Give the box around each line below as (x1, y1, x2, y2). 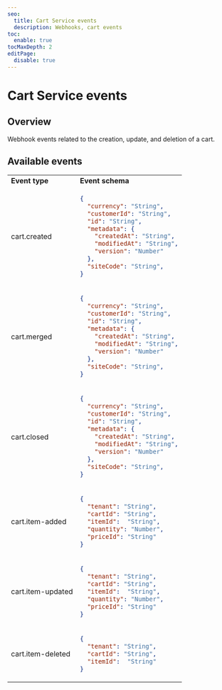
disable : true (14, 57, 55, 64)
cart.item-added (11, 517, 67, 527)
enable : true (14, 37, 53, 44)
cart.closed (11, 432, 49, 442)
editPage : (7, 51, 37, 58)
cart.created (11, 231, 52, 241)
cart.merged (11, 331, 53, 341)
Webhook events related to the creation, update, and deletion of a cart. (7, 135, 216, 143)
